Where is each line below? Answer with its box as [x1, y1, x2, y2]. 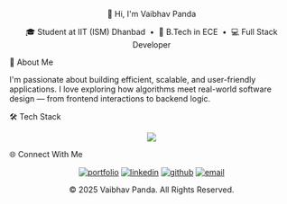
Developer [132, 40, 171, 49]
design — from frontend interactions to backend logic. [9, 93, 211, 103]
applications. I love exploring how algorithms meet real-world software [9, 84, 273, 94]
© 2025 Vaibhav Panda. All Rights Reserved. [69, 184, 235, 195]
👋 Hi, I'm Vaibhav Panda [106, 9, 197, 19]
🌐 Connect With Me [9, 149, 83, 159]
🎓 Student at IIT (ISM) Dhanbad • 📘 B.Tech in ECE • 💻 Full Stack [25, 27, 278, 37]
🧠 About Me [9, 57, 54, 67]
